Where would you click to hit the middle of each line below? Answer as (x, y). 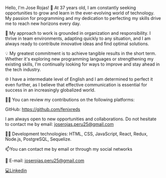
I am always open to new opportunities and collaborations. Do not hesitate (81, 119)
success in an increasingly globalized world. (50, 90)
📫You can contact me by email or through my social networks (69, 149)
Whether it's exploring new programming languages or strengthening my (79, 59)
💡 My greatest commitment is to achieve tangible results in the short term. (81, 53)
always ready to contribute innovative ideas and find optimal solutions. (77, 44)
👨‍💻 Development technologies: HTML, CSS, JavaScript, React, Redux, (76, 134)
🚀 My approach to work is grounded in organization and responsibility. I (78, 33)
